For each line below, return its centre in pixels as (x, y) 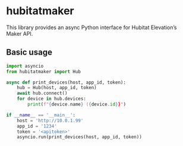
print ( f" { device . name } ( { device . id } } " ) (77, 104)
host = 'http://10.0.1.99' (50, 120)
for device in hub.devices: (51, 99)
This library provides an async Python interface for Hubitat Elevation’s (91, 27)
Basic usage (29, 53)
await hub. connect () (42, 93)
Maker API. (20, 33)
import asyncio (25, 66)
